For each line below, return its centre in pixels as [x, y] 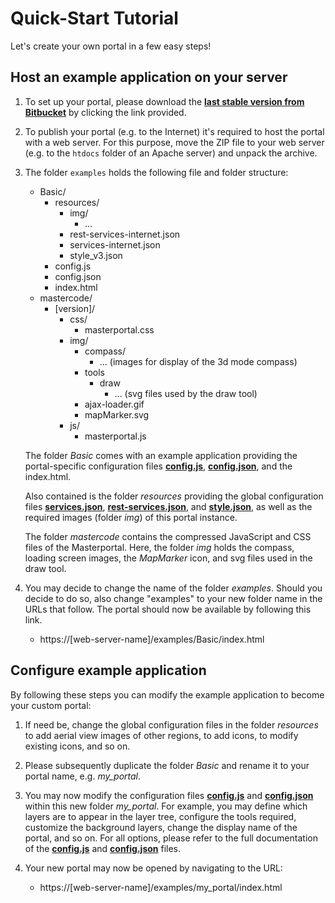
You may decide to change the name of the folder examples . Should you [173, 588]
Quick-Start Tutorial [94, 18]
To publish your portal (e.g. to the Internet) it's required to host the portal [174, 131]
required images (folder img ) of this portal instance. [131, 517]
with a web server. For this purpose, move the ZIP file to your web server [174, 142]
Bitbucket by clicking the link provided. [105, 112]
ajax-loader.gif [114, 404]
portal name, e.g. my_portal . [83, 776]
